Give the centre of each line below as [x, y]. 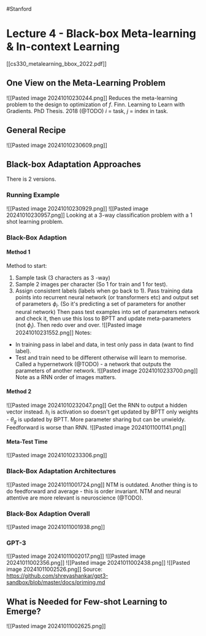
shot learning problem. [35, 221]
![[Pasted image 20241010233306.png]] [57, 455]
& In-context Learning [63, 47]
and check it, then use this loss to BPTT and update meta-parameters [103, 318]
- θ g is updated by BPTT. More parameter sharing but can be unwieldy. [96, 420]
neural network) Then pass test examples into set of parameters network [107, 312]
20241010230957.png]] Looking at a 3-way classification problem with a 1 [100, 215]
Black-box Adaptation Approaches [74, 164]
